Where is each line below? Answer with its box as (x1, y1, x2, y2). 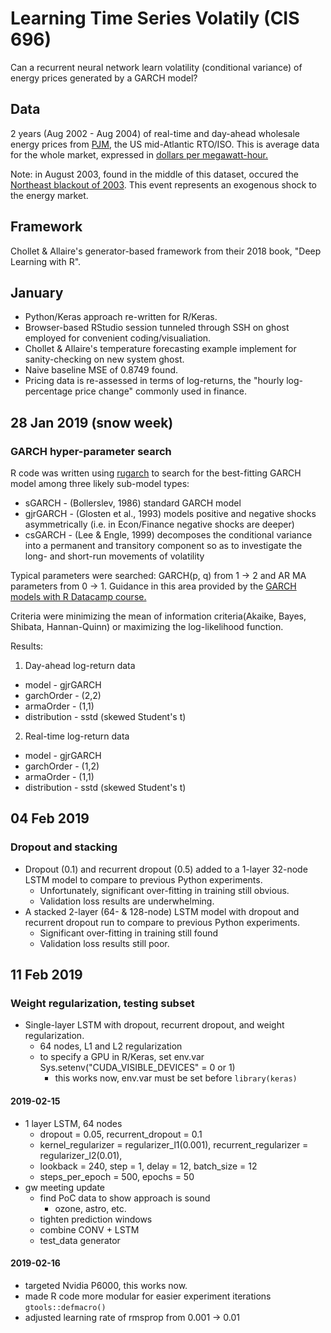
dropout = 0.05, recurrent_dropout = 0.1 (39, 1128, 203, 1140)
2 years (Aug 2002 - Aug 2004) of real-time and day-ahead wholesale (10, 127, 300, 139)
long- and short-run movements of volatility (24, 550, 205, 562)
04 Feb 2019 (10, 810, 90, 827)
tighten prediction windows (39, 1213, 153, 1225)
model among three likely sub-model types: (10, 478, 190, 490)
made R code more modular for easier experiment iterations (24, 1290, 272, 1302)
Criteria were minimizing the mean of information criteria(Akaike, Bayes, (10, 610, 307, 622)
